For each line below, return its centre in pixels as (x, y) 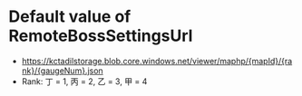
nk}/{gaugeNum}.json (62, 71)
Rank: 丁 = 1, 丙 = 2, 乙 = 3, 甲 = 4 (84, 81)
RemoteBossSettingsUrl (101, 36)
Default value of (70, 17)
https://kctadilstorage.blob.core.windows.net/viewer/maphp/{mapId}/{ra (157, 61)
